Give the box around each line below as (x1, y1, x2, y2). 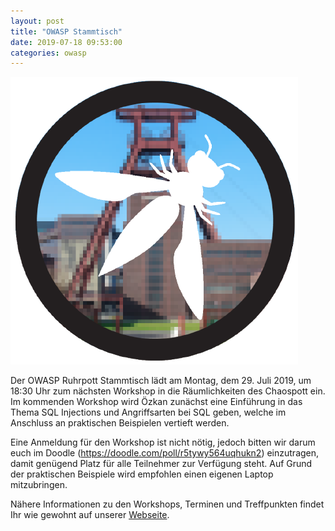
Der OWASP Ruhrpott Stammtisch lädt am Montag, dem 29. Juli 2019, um (10, 375, 312, 387)
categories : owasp (10, 48, 87, 58)
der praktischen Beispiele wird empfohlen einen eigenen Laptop (10, 468, 274, 480)
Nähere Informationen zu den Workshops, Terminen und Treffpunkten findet (10, 498, 325, 510)
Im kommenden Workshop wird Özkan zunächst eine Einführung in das (10, 396, 303, 408)
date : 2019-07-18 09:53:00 (10, 37, 123, 47)
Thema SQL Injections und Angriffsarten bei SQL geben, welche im (10, 406, 287, 419)
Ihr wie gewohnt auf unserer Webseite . (10, 509, 170, 521)
